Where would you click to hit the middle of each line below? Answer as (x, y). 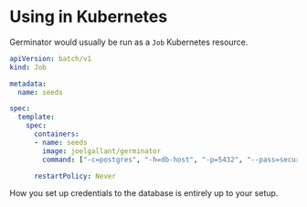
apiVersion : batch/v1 (51, 58)
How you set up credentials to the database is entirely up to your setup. (144, 193)
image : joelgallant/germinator (102, 151)
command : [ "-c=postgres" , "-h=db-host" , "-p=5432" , (143, 160)
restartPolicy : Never (75, 176)
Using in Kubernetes (89, 17)
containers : (56, 134)
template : (36, 117)
